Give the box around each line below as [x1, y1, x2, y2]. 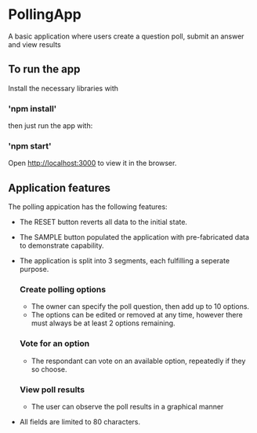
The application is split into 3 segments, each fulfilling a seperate [19, 256, 230, 266]
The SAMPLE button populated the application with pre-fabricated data [19, 233, 249, 242]
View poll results [19, 383, 85, 394]
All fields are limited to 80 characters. [19, 417, 141, 427]
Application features [8, 181, 111, 194]
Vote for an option [19, 338, 90, 349]
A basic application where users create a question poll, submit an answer [8, 31, 244, 41]
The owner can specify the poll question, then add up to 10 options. [31, 302, 249, 311]
